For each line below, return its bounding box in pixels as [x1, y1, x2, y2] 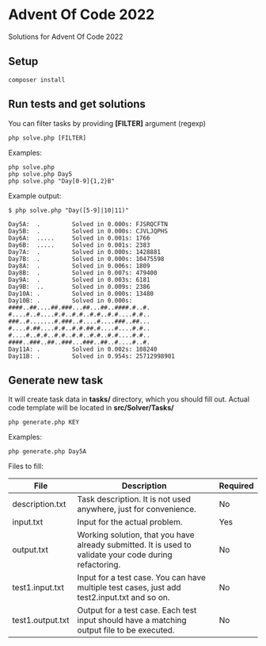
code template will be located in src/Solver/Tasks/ [8, 403, 174, 413]
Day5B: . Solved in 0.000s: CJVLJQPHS [8, 227, 169, 235]
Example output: [8, 190, 62, 200]
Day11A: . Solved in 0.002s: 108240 [8, 345, 158, 353]
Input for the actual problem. [77, 517, 184, 528]
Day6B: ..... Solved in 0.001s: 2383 [8, 240, 150, 249]
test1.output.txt [12, 615, 70, 626]
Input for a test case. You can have [77, 572, 206, 583]
